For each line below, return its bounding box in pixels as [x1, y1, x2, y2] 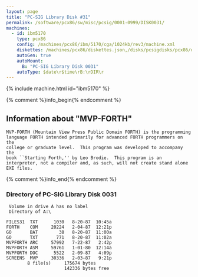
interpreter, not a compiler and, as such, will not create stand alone [6, 160, 189, 166]
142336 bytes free [64, 266, 110, 272]
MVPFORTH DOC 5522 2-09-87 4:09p [6, 250, 112, 256]
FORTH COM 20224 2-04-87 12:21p [6, 225, 112, 230]
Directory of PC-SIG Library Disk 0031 [6, 190, 117, 198]
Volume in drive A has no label [8, 204, 88, 210]
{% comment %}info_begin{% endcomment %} [6, 97, 122, 104]
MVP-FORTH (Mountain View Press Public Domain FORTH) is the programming [6, 129, 192, 136]
